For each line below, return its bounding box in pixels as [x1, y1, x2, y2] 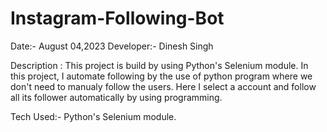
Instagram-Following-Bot [10, 7, 225, 30]
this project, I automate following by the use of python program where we [10, 70, 313, 82]
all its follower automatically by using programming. [10, 91, 223, 103]
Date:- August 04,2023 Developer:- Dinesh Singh [10, 40, 214, 52]
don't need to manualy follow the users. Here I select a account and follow [10, 80, 317, 92]
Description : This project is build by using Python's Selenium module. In [10, 59, 309, 71]
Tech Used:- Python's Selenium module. [10, 110, 177, 122]
